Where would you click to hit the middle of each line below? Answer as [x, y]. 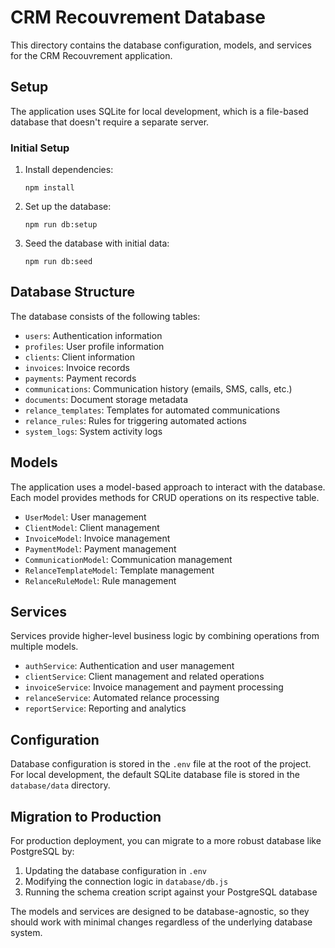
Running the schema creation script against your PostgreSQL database [171, 892]
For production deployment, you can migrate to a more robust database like [166, 841]
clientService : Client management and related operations [144, 677]
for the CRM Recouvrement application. [91, 55]
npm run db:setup [61, 225]
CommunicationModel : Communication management [128, 559]
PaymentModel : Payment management [100, 548]
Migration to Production [86, 816]
